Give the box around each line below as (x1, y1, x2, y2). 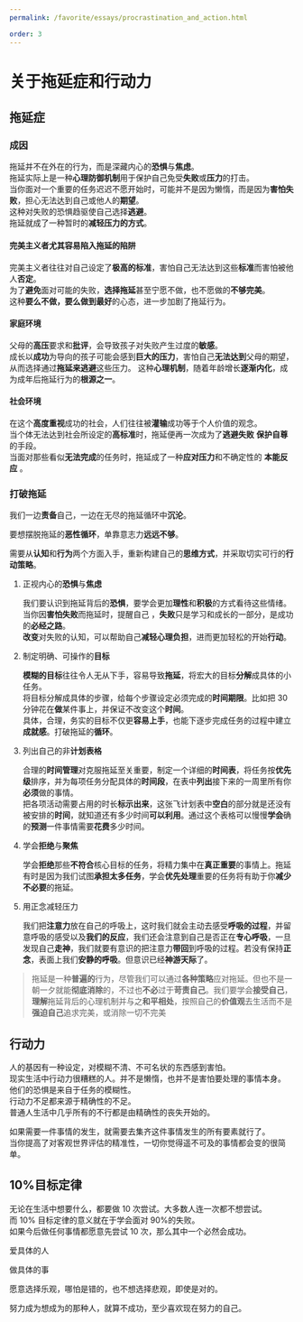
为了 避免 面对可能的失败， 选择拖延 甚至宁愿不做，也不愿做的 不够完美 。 (9, 284, 271, 295)
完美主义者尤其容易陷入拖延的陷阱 (9, 240, 136, 251)
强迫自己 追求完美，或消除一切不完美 (31, 1007, 167, 1018)
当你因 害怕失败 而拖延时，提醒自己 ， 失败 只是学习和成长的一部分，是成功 (22, 609, 294, 620)
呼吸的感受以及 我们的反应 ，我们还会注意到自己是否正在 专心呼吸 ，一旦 (30, 931, 291, 943)
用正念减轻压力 (22, 901, 78, 912)
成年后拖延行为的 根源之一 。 (16, 374, 120, 384)
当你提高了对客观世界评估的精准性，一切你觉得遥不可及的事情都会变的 (9, 1138, 271, 1149)
